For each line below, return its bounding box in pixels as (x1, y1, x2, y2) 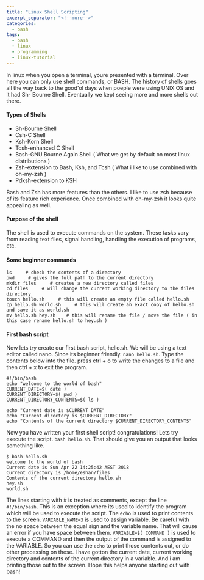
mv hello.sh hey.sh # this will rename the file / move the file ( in (6, 312, 198, 318)
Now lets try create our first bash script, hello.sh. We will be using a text (6, 344, 187, 351)
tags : (6, 32, 20, 38)
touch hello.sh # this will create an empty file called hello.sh (6, 296, 189, 303)
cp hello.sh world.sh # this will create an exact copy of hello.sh (6, 302, 195, 308)
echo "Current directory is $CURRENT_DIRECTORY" (6, 413, 132, 419)
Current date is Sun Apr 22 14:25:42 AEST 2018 (6, 464, 130, 471)
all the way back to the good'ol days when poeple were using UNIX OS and (6, 84, 195, 92)
